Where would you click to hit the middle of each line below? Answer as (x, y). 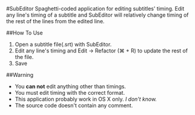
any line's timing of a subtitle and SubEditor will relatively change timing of (97, 15)
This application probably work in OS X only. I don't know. (86, 99)
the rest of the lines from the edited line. (55, 21)
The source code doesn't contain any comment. (74, 105)
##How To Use (24, 33)
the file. (24, 57)
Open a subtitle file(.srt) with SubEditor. (63, 44)
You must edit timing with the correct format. (70, 93)
